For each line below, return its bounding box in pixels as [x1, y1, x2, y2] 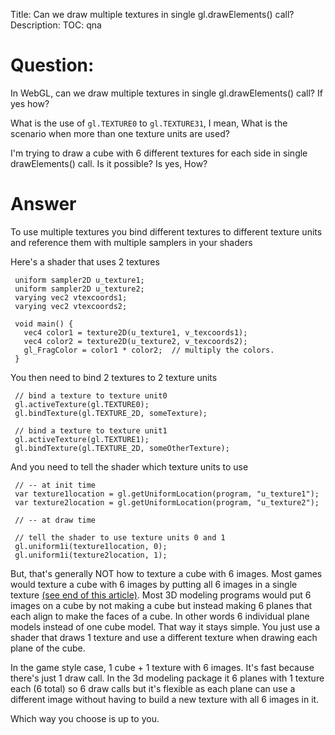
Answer [10, 193, 77, 216]
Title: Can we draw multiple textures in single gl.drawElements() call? [10, 9, 295, 20]
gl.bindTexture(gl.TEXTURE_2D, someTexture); [14, 408, 208, 418]
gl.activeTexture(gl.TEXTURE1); [14, 434, 150, 444]
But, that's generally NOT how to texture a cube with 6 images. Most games [10, 567, 323, 579]
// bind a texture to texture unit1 [14, 425, 168, 436]
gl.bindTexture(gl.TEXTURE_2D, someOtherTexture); [14, 443, 230, 453]
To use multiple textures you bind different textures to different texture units [10, 225, 323, 238]
